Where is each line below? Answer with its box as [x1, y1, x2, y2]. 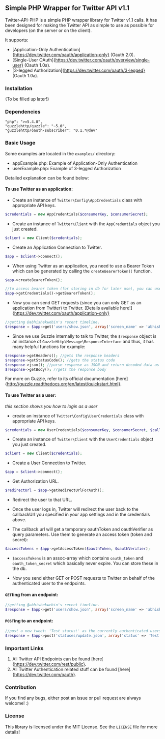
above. [12, 517, 27, 523]
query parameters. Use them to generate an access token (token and [12, 532, 152, 537]
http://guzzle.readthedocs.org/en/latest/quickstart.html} [6, 381, 121, 387]
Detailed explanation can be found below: [5, 175, 89, 181]
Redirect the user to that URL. [12, 497, 72, 503]
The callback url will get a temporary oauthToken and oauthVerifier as [12, 526, 153, 532]
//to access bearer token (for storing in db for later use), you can [5, 286, 153, 292]
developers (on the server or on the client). [5, 27, 92, 33]
